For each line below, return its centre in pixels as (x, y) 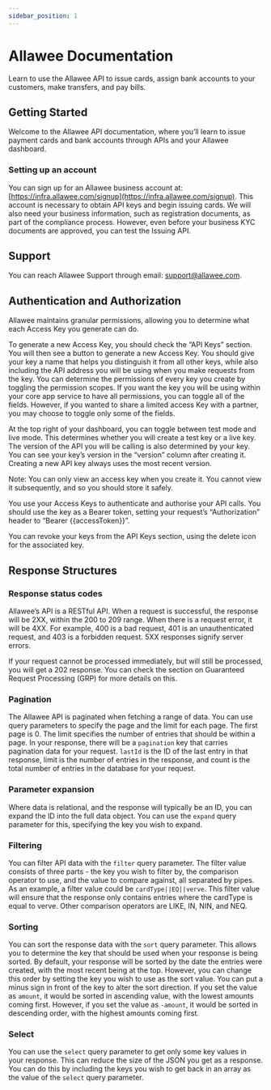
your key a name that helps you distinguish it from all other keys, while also (133, 362)
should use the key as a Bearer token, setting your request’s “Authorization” (134, 512)
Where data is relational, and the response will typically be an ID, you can (130, 807)
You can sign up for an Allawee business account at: (96, 188)
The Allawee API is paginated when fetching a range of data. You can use (131, 717)
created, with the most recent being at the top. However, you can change (130, 970)
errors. (19, 645)
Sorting (23, 927)
